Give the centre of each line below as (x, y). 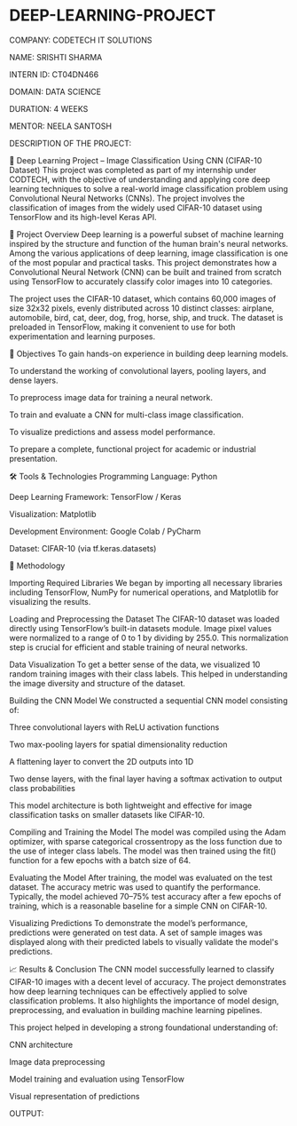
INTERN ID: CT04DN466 (54, 74)
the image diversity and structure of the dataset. (98, 683)
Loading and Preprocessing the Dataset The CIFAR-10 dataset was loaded (145, 619)
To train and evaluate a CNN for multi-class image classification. (126, 415)
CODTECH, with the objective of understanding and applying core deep (140, 179)
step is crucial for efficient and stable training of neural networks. (129, 647)
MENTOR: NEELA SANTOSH (61, 126)
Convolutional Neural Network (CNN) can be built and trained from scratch (145, 272)
